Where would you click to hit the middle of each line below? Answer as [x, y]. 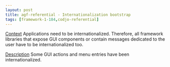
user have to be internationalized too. [44, 45]
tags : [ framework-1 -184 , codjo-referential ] [52, 19]
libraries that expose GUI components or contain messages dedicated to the [85, 39]
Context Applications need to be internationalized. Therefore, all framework [84, 34]
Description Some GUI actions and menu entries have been [67, 54]
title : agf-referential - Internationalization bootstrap [68, 15]
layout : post [19, 10]
